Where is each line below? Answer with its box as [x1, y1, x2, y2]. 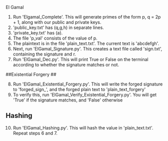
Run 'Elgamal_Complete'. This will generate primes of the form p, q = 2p [12, 14, 161, 19]
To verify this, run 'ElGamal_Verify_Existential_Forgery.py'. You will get [12, 92, 157, 97]
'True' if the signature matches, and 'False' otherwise [12, 97, 123, 103]
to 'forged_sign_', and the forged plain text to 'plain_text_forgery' [12, 86, 146, 92]
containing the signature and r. [12, 51, 76, 57]
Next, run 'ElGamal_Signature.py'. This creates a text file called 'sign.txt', [12, 46, 162, 51]
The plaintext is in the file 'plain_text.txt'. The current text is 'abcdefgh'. [12, 40, 159, 46]
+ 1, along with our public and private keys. [12, 19, 101, 25]
